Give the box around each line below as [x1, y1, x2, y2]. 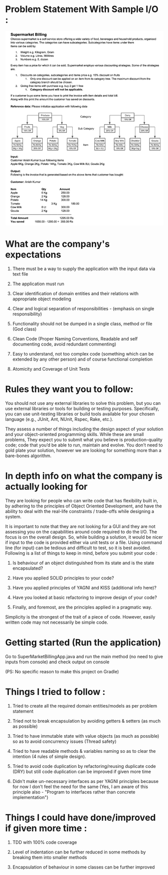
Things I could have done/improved [5, 812, 156, 823]
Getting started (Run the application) [5, 637, 161, 648]
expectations [5, 249, 61, 260]
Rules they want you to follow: [5, 384, 134, 395]
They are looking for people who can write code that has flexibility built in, [5, 497, 158, 503]
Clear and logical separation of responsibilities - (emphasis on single [12, 305, 154, 311]
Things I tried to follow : [5, 686, 106, 697]
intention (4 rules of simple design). [12, 753, 86, 759]
